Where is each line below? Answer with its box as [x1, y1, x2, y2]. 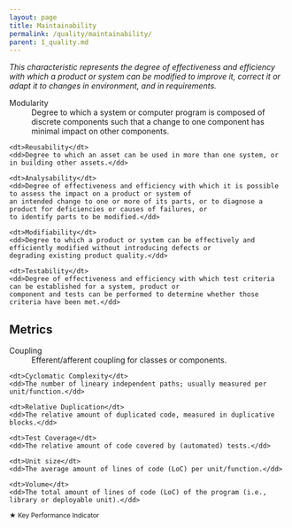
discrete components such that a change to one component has [31, 117, 265, 127]
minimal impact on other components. [31, 126, 170, 137]
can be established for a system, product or [9, 282, 180, 292]
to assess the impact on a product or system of [9, 189, 192, 199]
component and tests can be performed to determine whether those [9, 290, 259, 299]
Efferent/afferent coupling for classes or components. [31, 355, 227, 365]
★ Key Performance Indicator [9, 511, 100, 520]
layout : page [9, 12, 58, 22]
